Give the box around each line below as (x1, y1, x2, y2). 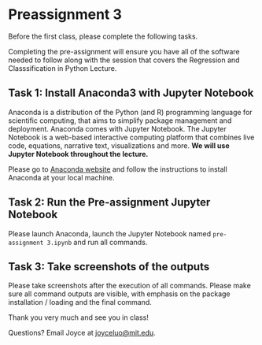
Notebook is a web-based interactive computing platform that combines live (8, 132, 255, 142)
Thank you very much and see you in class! (8, 313, 149, 322)
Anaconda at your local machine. (8, 172, 116, 182)
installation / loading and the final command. (8, 298, 152, 307)
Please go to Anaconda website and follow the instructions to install (8, 164, 228, 174)
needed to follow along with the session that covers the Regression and (8, 55, 240, 65)
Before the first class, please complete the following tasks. (8, 32, 198, 41)
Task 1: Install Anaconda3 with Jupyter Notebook (8, 87, 254, 100)
